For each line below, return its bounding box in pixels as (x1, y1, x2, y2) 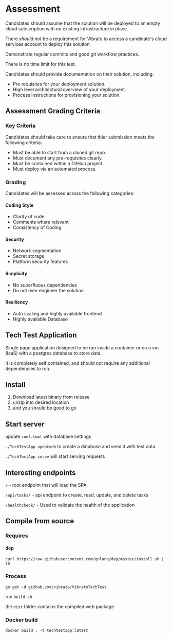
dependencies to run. (5, 365, 51, 371)
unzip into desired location (12, 399, 69, 405)
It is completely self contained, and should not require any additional (5, 360, 150, 366)
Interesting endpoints (5, 468, 76, 477)
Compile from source (5, 517, 74, 525)
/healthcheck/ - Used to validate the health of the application (5, 502, 135, 508)
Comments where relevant (12, 219, 69, 225)
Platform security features (12, 258, 68, 265)
